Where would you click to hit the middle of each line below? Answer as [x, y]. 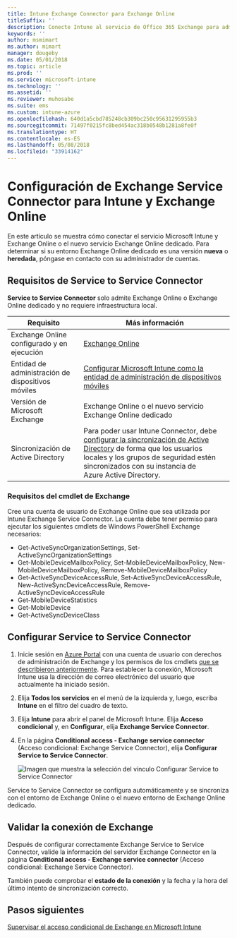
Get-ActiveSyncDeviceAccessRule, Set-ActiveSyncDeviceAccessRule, [120, 578]
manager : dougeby [33, 54]
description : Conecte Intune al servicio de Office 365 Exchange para [113, 27]
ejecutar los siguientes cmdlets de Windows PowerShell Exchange [104, 527]
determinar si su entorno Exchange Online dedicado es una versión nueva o [118, 251]
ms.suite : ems [28, 106]
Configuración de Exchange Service [115, 187]
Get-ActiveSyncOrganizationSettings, [72, 548]
